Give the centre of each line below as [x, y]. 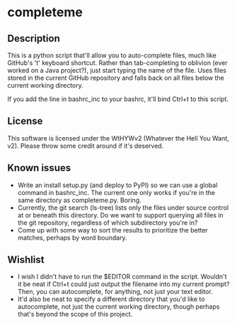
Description [34, 39]
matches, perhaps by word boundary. [72, 237]
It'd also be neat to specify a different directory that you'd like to [111, 299]
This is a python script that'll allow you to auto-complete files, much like [112, 55]
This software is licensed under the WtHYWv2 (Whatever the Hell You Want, [118, 138]
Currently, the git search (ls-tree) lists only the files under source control [123, 207]
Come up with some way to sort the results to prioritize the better [113, 230]
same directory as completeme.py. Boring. [79, 200]
